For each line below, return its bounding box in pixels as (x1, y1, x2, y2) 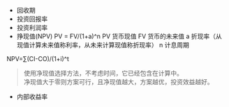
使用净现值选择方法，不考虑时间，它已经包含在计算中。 (23, 69, 183, 77)
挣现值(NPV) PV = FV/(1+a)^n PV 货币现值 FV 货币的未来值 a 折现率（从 (16, 32, 223, 40)
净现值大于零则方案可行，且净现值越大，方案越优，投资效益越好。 (23, 78, 214, 85)
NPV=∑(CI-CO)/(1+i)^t (6, 55, 69, 63)
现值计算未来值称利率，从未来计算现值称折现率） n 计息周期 (16, 41, 189, 49)
